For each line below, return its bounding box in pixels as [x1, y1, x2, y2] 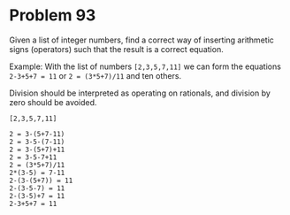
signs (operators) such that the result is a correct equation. [9, 43, 224, 54]
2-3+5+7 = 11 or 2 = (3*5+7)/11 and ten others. [9, 70, 182, 81]
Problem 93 [9, 5, 96, 26]
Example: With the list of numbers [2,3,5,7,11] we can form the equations [9, 61, 281, 72]
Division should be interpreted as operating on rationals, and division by [9, 88, 271, 98]
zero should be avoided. [9, 96, 97, 107]
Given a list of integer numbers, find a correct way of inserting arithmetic [9, 35, 274, 45]
